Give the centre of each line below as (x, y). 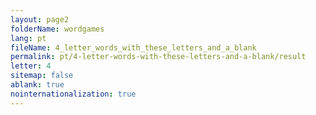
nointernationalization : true (73, 94)
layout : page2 (40, 19)
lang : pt (28, 38)
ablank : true (37, 85)
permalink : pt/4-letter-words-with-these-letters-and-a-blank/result (158, 57)
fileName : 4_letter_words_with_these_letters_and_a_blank (133, 47)
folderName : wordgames (57, 29)
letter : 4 (31, 66)
